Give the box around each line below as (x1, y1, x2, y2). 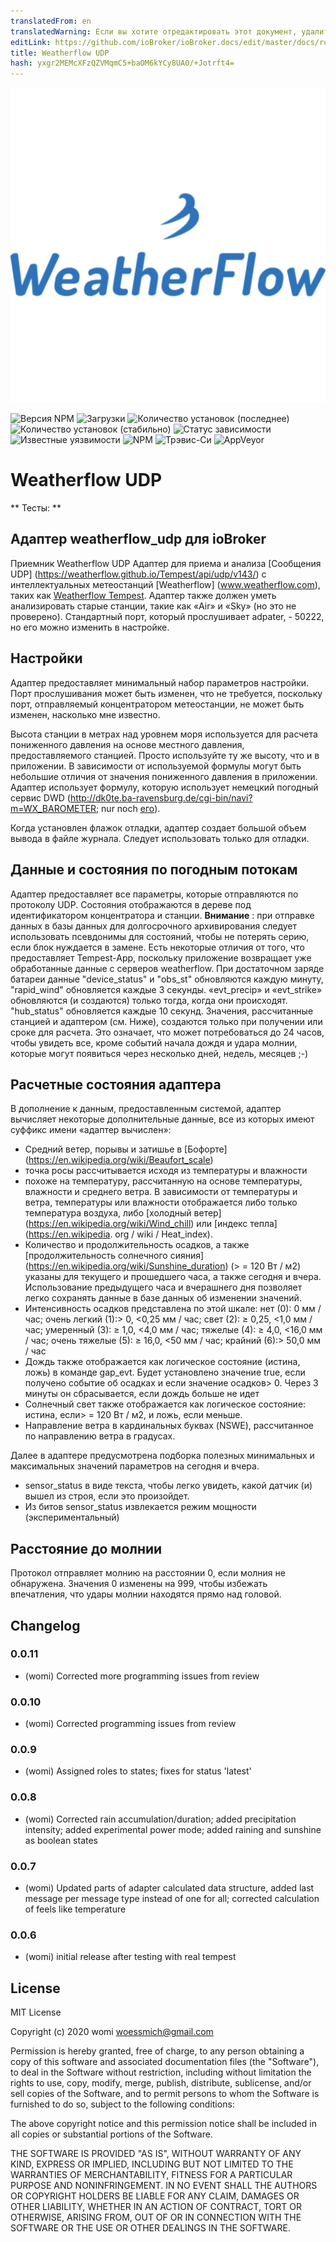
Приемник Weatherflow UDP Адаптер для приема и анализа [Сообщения (10, 557, 322, 569)
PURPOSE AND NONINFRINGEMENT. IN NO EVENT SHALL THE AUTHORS (10, 2180, 318, 2192)
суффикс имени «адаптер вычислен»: (10, 1124, 172, 1136)
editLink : (10, 37, 52, 47)
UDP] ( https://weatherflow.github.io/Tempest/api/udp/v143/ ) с (10, 568, 267, 580)
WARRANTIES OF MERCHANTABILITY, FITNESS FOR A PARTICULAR (10, 2169, 293, 2181)
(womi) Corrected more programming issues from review (24, 1670, 260, 1682)
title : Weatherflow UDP (10, 48, 110, 58)
